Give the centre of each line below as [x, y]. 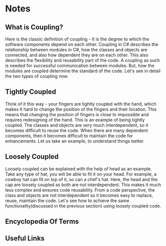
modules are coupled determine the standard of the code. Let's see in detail [83, 71]
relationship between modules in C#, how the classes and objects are [76, 50]
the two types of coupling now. [37, 76]
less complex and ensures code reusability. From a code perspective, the [80, 190]
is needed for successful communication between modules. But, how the [80, 66]
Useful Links [25, 238]
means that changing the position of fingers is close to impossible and [77, 114]
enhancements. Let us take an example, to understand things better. [75, 141]
